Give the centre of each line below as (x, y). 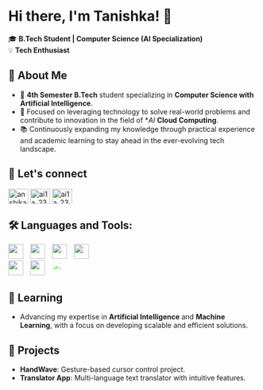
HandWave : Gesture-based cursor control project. (102, 369)
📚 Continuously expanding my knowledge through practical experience (137, 129)
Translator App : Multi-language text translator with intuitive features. (133, 378)
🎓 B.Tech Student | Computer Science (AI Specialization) (106, 38)
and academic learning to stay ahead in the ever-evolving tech (122, 140)
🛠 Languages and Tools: (70, 225)
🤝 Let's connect (48, 174)
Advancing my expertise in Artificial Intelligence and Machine (122, 317)
